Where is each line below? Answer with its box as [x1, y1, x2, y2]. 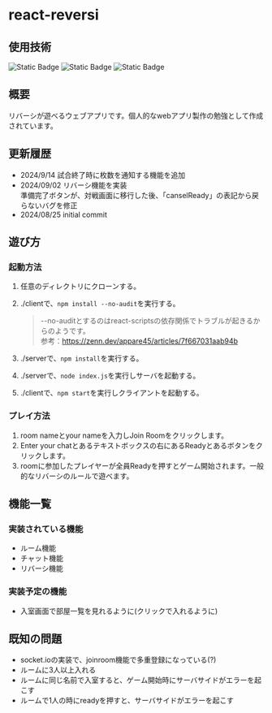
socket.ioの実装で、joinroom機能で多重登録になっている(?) [19, 655, 217, 665]
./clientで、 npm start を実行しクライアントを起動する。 [19, 388, 204, 398]
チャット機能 [19, 554, 63, 564]
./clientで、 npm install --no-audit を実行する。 [19, 299, 180, 309]
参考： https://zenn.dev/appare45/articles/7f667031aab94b [40, 336, 238, 346]
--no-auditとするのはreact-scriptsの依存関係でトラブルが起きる [40, 316, 254, 326]
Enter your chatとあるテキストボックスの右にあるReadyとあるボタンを [19, 440, 257, 450]
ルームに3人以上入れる [19, 665, 97, 675]
